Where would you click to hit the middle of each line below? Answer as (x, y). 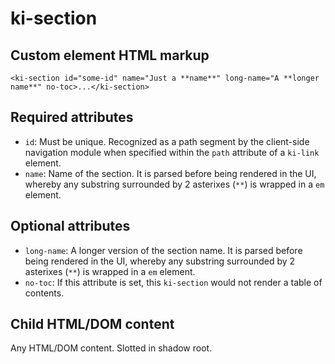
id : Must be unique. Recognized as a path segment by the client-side (167, 141)
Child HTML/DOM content (92, 324)
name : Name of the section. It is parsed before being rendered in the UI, (170, 173)
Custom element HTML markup (110, 55)
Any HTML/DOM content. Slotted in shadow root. (111, 348)
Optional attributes (70, 226)
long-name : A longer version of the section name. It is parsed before (163, 250)
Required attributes (72, 117)
